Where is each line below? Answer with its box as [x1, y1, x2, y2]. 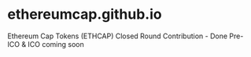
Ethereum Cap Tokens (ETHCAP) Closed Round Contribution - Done [7, 31, 228, 41]
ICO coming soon [28, 39, 84, 48]
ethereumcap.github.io [7, 5, 162, 23]
